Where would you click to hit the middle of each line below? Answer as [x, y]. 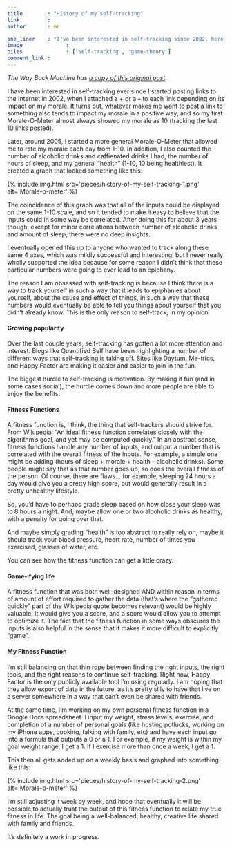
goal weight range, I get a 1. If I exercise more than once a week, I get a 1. [111, 746]
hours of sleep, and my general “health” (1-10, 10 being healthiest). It [105, 163]
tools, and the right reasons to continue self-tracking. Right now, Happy [109, 674]
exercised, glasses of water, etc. [53, 547]
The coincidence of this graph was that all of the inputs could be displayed [113, 205]
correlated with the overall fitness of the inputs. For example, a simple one [113, 454]
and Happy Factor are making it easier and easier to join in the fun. [102, 366]
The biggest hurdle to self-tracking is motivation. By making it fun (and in [111, 379]
